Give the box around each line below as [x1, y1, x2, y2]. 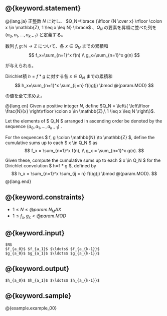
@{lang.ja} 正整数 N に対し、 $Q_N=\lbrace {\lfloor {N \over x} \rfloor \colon [5, 18, 162, 24]
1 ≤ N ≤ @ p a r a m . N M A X [12, 206, 62, 214]
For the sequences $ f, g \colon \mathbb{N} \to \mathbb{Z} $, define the [5, 134, 155, 140]
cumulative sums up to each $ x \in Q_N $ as [5, 140, 98, 146]
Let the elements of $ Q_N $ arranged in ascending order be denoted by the [5, 118, 162, 124]
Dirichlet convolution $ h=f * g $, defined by [5, 162, 96, 168]
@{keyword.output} [5, 265, 70, 273]
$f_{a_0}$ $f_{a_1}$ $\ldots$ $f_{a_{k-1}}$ [5, 246, 100, 251]
